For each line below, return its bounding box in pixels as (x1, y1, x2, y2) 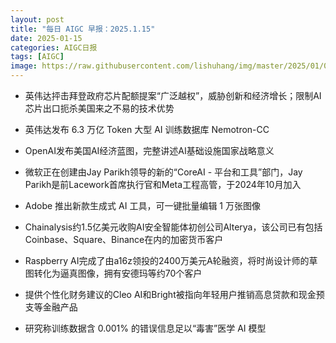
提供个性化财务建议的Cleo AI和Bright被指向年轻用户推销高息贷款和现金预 (24, 289, 325, 300)
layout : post (10, 14, 65, 25)
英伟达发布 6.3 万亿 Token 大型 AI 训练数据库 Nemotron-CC (24, 124, 270, 135)
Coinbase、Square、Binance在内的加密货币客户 (24, 234, 224, 245)
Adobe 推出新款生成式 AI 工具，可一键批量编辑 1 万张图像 (24, 200, 261, 211)
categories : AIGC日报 (10, 42, 98, 53)
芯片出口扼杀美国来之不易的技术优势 (24, 102, 175, 114)
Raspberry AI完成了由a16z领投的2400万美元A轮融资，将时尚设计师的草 (24, 255, 318, 266)
